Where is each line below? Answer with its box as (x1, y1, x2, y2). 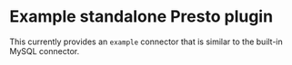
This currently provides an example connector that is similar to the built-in (9, 36, 284, 47)
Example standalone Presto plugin (9, 6, 274, 27)
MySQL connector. (9, 45, 80, 56)
